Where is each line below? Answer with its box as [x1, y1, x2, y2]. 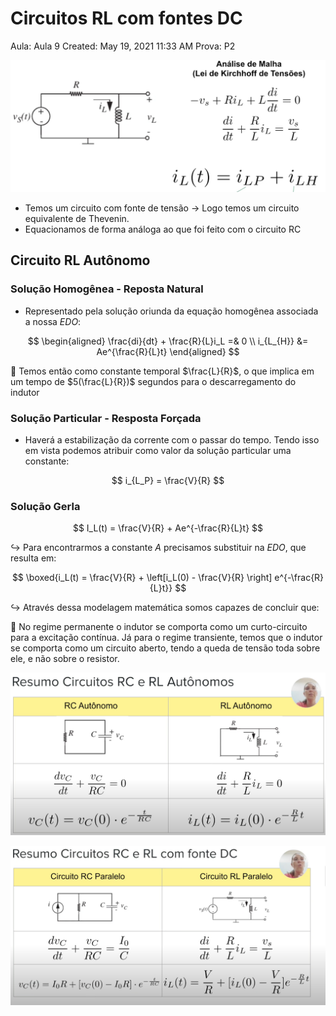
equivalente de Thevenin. [24, 213, 130, 225]
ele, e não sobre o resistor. [10, 653, 120, 665]
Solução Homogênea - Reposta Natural [10, 282, 204, 296]
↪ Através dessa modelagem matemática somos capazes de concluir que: [10, 602, 320, 614]
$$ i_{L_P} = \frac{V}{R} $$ [111, 475, 225, 487]
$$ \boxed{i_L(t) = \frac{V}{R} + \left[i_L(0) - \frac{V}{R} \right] [11, 572, 273, 584]
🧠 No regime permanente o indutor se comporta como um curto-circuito [10, 621, 308, 633]
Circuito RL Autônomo [10, 252, 151, 269]
